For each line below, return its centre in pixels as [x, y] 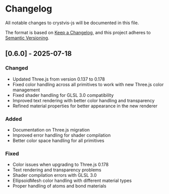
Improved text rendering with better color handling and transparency [83, 100]
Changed [17, 68]
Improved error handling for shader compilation [62, 135]
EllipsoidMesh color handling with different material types [72, 181]
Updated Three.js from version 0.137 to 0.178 [59, 79]
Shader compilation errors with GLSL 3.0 [55, 175]
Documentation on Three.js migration [51, 130]
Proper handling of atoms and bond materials [59, 186]
